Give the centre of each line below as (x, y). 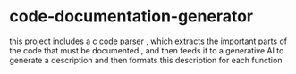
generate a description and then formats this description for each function (146, 60)
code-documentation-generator (131, 16)
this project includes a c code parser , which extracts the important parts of (148, 41)
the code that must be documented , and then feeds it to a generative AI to (147, 50)
